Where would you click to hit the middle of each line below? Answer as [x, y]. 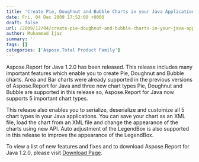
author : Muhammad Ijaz [34, 34]
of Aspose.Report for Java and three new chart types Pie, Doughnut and [94, 86]
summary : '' [21, 39]
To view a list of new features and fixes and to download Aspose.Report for [98, 146]
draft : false [22, 22]
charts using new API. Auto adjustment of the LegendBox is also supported [98, 128]
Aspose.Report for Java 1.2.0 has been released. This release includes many [99, 67]
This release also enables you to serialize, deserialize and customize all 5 [95, 109]
